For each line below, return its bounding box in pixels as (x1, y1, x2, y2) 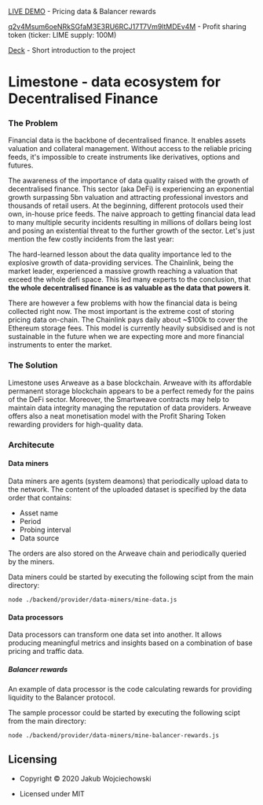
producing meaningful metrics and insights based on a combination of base (8, 638, 253, 648)
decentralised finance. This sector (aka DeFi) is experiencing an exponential (8, 184, 254, 194)
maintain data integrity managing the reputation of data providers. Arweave (8, 403, 251, 412)
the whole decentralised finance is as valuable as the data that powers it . (8, 283, 251, 293)
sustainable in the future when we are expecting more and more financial (8, 332, 245, 342)
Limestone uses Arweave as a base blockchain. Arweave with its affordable (8, 378, 252, 387)
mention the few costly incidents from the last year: (8, 234, 174, 244)
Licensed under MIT (19, 788, 85, 798)
